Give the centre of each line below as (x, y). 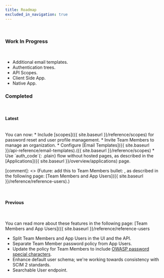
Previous (14, 202)
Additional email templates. (40, 62)
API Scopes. (25, 72)
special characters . (32, 254)
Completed (19, 96)
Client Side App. (29, 78)
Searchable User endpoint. (40, 270)
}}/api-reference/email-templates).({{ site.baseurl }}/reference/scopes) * (80, 150)
